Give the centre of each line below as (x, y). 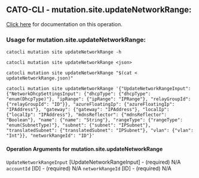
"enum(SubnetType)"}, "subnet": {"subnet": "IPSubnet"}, (79, 125)
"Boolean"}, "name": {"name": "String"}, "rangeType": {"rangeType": (95, 120)
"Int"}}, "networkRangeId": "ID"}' (50, 136)
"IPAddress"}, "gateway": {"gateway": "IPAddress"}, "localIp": (88, 110)
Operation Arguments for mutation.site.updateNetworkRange (85, 149)
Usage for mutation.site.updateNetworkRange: (76, 39)
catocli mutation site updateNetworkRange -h (64, 52)
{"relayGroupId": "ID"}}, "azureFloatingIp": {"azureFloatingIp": (91, 105)
